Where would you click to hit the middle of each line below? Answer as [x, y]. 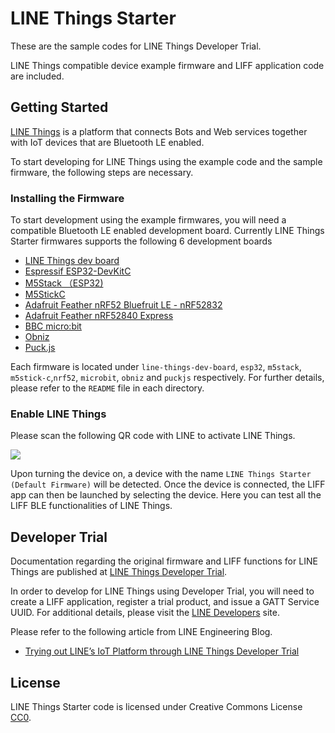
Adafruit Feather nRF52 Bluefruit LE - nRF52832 [123, 305]
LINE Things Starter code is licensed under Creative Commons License [156, 706]
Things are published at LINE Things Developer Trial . [119, 572]
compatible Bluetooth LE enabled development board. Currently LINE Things [167, 231]
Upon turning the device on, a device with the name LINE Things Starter [161, 474]
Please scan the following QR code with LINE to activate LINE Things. [153, 436]
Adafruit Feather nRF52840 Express [99, 316]
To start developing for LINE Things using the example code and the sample [166, 161]
